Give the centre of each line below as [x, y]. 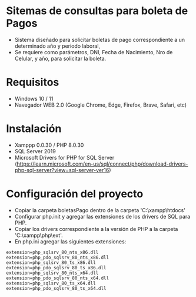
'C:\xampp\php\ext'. [39, 235]
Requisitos [33, 82]
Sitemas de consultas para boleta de [97, 11]
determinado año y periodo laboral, [57, 46]
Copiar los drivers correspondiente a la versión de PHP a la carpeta [96, 229]
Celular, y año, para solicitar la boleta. [60, 58]
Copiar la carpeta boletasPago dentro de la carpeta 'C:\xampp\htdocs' [100, 210]
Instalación [34, 129]
